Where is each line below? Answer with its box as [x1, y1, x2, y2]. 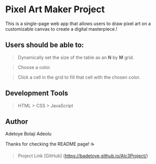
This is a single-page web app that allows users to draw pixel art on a [5, 20, 151, 27]
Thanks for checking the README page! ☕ [5, 141, 95, 147]
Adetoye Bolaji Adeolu [5, 131, 52, 137]
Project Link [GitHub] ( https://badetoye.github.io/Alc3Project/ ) [17, 153, 149, 159]
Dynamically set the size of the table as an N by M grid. [17, 54, 134, 60]
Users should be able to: [5, 41, 84, 50]
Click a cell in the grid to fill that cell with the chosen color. [17, 74, 141, 80]
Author [5, 117, 28, 126]
